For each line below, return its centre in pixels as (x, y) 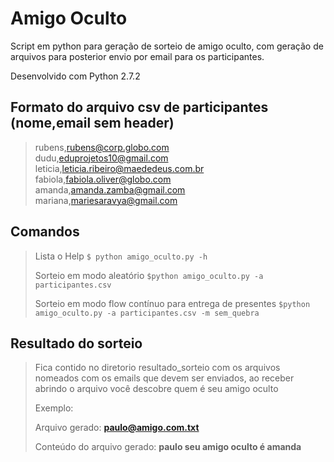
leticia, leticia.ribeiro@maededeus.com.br (119, 168)
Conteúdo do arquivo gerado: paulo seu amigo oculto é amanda (168, 447)
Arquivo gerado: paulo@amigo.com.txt (117, 428)
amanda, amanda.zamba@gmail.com (110, 189)
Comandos (45, 232)
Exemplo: (54, 408)
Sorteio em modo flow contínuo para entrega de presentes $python (172, 303)
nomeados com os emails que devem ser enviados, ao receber (164, 378)
